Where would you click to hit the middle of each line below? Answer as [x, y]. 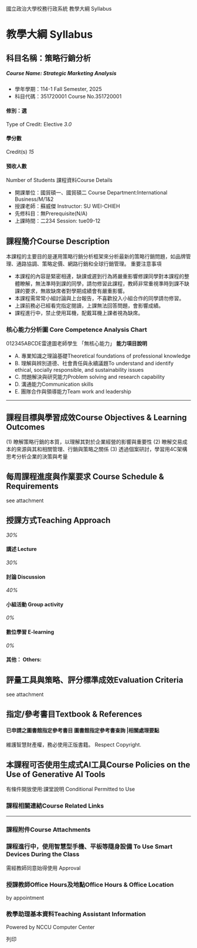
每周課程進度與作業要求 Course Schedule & [85, 477]
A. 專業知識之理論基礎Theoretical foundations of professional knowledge [102, 356]
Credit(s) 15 [20, 152]
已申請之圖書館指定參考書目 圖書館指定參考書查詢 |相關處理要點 [83, 730]
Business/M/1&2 [34, 199]
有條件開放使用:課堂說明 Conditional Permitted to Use [71, 789]
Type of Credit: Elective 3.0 [39, 124]
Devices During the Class [43, 855]
